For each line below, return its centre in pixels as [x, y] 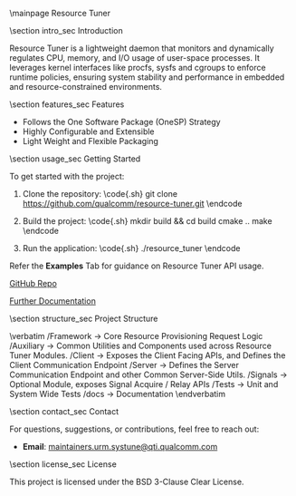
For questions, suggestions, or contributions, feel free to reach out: [134, 429]
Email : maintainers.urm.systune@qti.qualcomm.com [120, 447]
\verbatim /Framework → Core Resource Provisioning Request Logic [136, 336]
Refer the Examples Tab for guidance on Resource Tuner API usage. [137, 266]
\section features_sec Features [67, 104]
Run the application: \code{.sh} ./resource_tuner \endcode [131, 248]
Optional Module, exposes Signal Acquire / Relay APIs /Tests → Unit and [144, 384]
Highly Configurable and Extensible [88, 131]
